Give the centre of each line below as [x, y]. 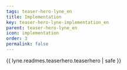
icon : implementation [33, 33]
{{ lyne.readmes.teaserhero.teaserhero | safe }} [64, 60]
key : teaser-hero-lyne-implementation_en [58, 22]
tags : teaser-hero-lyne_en [39, 11]
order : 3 [17, 38]
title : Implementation [34, 17]
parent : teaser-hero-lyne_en [42, 28]
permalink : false [27, 44]
